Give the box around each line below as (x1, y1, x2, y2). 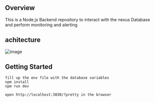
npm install (5, 80, 29, 85)
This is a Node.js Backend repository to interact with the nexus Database (5, 16, 150, 22)
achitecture (5, 36, 41, 44)
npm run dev (5, 84, 29, 89)
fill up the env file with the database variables (5, 75, 109, 80)
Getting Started (5, 63, 53, 71)
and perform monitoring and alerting (5, 22, 77, 28)
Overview (5, 4, 35, 12)
